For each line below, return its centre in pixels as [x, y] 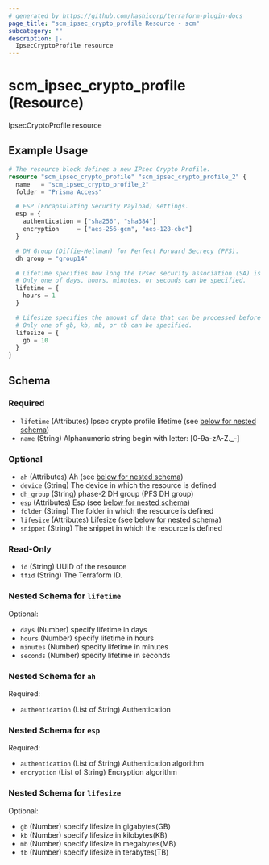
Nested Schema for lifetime [65, 596]
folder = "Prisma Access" [59, 192]
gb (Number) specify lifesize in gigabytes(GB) [95, 826]
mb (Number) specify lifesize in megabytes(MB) [98, 843]
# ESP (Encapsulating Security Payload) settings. [102, 207]
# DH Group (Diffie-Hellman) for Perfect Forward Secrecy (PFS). [128, 251]
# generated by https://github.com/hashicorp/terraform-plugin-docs [126, 16]
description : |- [35, 38]
